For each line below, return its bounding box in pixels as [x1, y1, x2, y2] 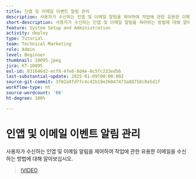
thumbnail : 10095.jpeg [6, 57, 61, 63]
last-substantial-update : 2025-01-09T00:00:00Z [6, 73, 124, 79]
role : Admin [6, 47, 35, 52]
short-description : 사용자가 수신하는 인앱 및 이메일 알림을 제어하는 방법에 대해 [6, 19, 181, 25]
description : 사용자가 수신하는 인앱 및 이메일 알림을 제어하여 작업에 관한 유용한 [6, 14, 180, 20]
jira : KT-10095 [6, 62, 43, 69]
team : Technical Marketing [6, 41, 72, 47]
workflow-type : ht [6, 85, 51, 90]
